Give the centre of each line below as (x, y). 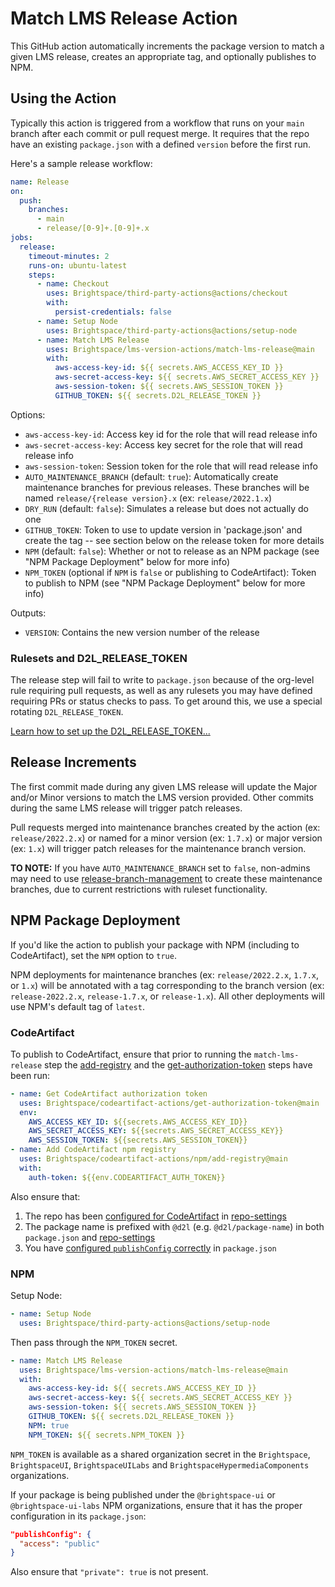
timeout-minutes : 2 (69, 256)
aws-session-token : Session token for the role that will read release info (171, 466)
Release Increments (73, 762)
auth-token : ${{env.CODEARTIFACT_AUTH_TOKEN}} (127, 1177)
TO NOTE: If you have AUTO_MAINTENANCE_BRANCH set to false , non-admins (160, 868)
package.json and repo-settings (90, 1237)
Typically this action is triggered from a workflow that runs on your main (157, 123)
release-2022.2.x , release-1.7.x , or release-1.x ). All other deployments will (167, 996)
